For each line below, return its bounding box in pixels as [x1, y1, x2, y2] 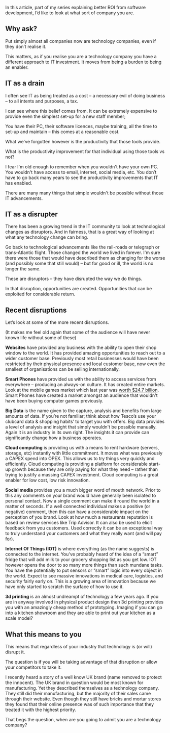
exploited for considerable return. [5, 291, 75, 297]
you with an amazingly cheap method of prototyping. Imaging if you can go [5, 604, 162, 611]
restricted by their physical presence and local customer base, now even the [5, 361, 165, 367]
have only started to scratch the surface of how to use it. [5, 584, 124, 590]
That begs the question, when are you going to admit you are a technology [5, 717, 161, 723]
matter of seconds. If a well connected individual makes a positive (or [5, 503, 151, 510]
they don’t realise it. [5, 43, 47, 49]
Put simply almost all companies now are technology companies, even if [5, 38, 156, 44]
